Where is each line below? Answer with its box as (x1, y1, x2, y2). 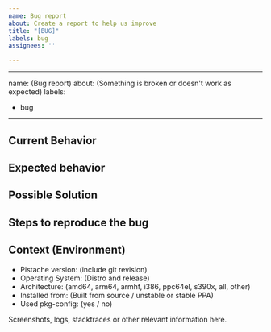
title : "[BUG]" (8, 27, 60, 35)
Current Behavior (8, 134, 97, 147)
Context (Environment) (8, 243, 127, 257)
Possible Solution (8, 189, 98, 202)
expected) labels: (8, 87, 66, 97)
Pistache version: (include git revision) (19, 264, 148, 274)
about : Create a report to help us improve (8, 19, 157, 27)
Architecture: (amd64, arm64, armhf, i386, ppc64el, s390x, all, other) (19, 281, 251, 291)
